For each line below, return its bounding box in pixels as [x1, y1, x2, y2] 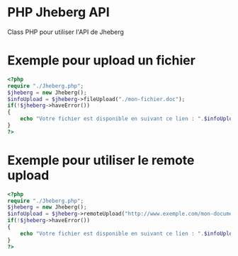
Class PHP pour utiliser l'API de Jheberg [7, 28, 124, 36]
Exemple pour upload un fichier [7, 52, 196, 69]
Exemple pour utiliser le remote [7, 152, 195, 168]
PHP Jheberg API [7, 4, 110, 21]
